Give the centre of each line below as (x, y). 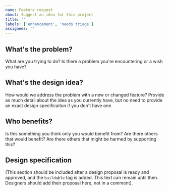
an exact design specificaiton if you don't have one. (59, 105)
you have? (16, 67)
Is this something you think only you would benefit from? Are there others (81, 133)
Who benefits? (29, 122)
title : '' (16, 19)
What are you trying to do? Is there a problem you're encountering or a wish (84, 61)
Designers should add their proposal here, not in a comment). (69, 183)
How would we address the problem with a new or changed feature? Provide (85, 94)
